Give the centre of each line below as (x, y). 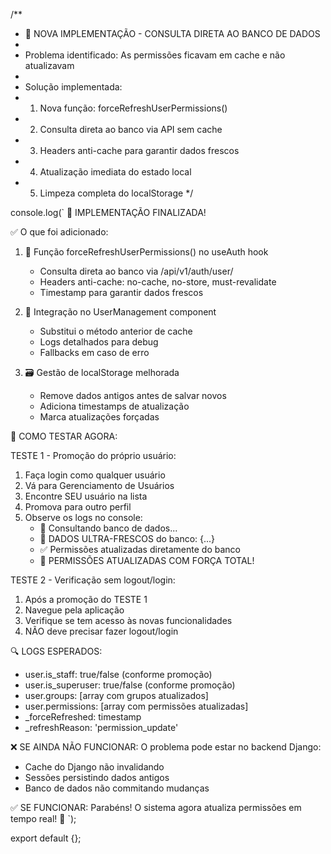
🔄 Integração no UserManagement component (120, 312)
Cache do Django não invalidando (94, 767)
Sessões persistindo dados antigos (97, 777)
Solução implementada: (73, 87)
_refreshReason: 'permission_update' (101, 727)
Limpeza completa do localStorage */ (116, 193)
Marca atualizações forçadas (99, 417)
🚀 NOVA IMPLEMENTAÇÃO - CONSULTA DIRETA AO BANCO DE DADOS (172, 33)
